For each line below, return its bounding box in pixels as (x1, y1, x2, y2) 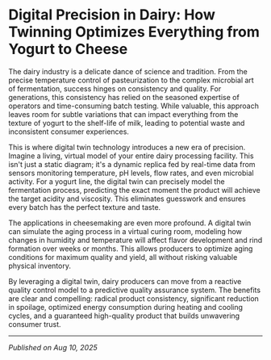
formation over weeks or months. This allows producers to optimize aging (8, 244, 253, 253)
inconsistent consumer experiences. (8, 127, 129, 136)
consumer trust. (8, 319, 62, 329)
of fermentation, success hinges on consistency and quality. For (8, 83, 222, 94)
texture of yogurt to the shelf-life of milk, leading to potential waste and (8, 118, 245, 128)
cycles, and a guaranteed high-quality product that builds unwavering (8, 311, 240, 320)
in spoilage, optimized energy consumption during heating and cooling (8, 302, 244, 312)
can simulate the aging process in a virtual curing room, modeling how (8, 226, 242, 236)
